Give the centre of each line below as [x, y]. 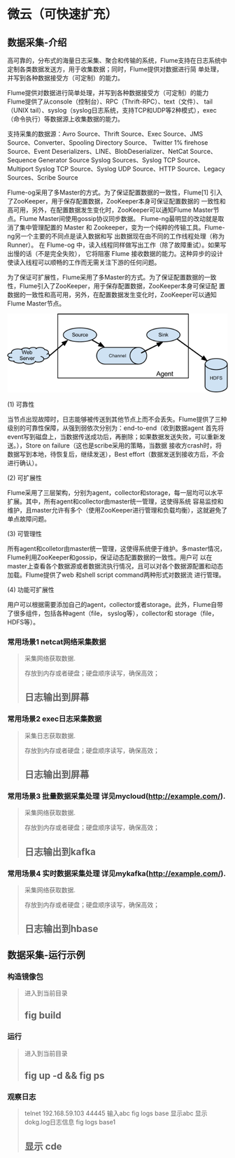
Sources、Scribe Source [43, 178]
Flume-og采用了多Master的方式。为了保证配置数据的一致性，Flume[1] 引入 [115, 192]
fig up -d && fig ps [64, 1076]
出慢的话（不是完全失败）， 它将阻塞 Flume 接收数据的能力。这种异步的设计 [115, 253]
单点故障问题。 [29, 519]
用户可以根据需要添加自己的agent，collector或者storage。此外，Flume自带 [115, 604]
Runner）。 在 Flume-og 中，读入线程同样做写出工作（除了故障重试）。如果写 [117, 245]
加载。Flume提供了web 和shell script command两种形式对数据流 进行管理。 [116, 575]
